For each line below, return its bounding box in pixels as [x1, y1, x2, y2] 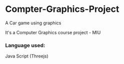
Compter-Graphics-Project [5, 3, 119, 15]
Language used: [5, 42, 45, 49]
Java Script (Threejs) [5, 53, 48, 59]
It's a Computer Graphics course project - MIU [5, 29, 101, 35]
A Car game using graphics [5, 20, 61, 26]
